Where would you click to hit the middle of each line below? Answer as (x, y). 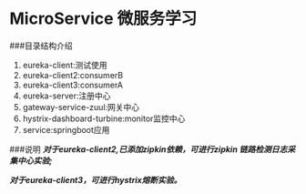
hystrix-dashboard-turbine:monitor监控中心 (104, 118)
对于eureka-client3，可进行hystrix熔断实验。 (96, 179)
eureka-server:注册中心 (66, 96)
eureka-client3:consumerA (73, 85)
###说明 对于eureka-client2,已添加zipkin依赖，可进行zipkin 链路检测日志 (148, 149)
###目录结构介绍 (41, 46)
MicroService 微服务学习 (103, 19)
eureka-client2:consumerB (73, 75)
